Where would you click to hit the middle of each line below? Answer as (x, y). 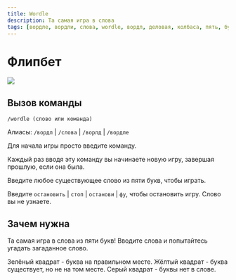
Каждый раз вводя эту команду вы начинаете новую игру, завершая (111, 160)
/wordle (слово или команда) (50, 119)
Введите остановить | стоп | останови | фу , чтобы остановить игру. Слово (114, 194)
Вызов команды (45, 103)
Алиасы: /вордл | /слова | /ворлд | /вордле (68, 132)
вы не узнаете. (29, 202)
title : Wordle (28, 14)
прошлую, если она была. (46, 167)
